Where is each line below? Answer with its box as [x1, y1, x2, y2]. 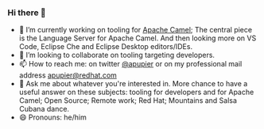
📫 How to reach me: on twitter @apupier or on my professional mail [18, 59, 243, 69]
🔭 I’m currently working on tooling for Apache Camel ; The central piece [18, 25, 252, 35]
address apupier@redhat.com [18, 70, 117, 80]
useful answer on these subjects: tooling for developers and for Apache [18, 87, 254, 97]
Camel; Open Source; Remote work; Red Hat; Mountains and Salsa [18, 96, 238, 105]
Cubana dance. [18, 104, 69, 114]
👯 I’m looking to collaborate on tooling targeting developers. [18, 51, 215, 60]
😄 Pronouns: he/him [18, 112, 87, 122]
